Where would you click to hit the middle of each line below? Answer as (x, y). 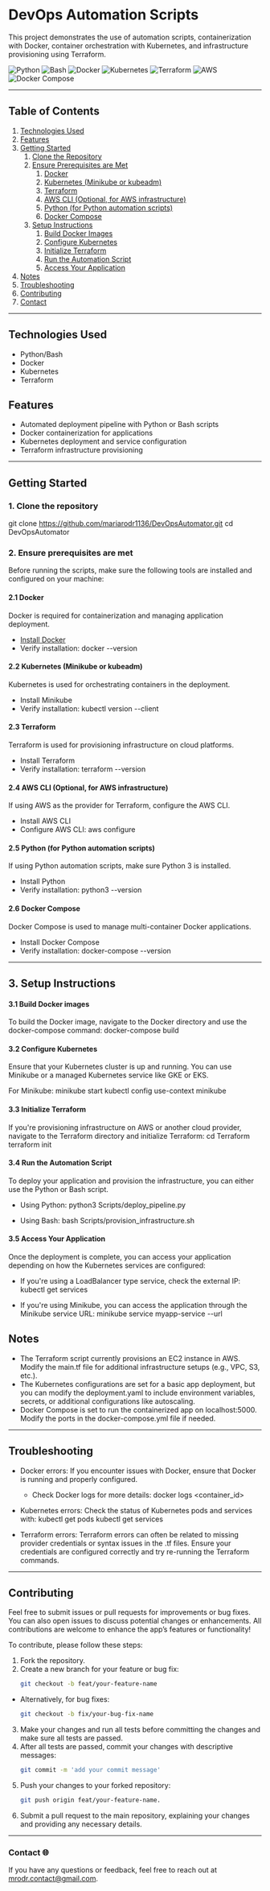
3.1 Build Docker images (49, 1003)
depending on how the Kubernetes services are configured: (107, 1265)
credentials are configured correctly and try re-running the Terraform (135, 1551)
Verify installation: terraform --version (83, 769)
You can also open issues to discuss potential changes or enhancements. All (135, 1621)
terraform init (30, 1144)
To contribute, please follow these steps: (76, 1645)
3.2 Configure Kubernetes (53, 1049)
